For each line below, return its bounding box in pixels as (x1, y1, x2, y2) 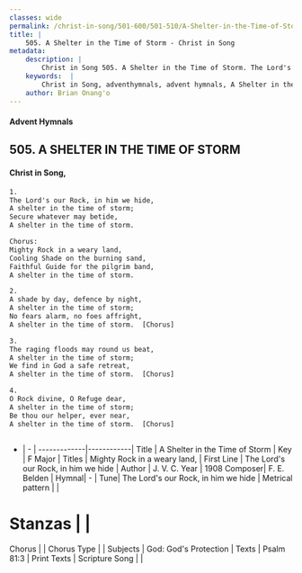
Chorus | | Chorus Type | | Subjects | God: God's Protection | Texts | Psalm (9, 543, 286, 554)
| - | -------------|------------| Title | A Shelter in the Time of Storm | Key (22, 443, 292, 454)
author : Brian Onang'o (25, 88, 111, 97)
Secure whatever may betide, (9, 212, 119, 221)
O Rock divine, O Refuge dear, (9, 395, 127, 404)
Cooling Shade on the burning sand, (9, 254, 147, 263)
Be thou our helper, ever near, (9, 411, 130, 420)
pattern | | (22, 482, 60, 493)
